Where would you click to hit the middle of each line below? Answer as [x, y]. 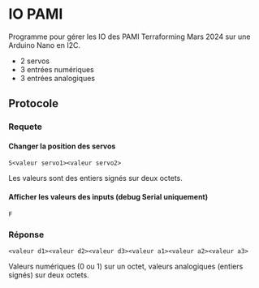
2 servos [35, 61]
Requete [26, 127]
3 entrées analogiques [58, 78]
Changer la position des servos [62, 146]
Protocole [34, 103]
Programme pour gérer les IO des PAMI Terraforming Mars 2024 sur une [129, 37]
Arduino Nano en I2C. [45, 45]
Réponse [26, 234]
